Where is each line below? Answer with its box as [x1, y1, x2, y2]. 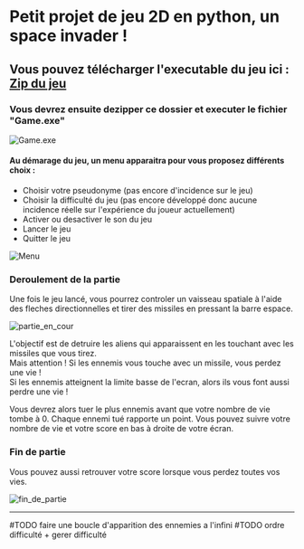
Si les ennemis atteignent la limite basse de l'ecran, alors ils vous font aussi [9, 377, 290, 388]
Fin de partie [9, 446, 66, 459]
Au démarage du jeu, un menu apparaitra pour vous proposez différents [9, 156, 285, 166]
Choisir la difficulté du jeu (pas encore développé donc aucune [22, 194, 258, 205]
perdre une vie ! [9, 386, 69, 397]
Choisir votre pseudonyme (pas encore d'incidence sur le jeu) [22, 185, 253, 196]
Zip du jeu [9, 75, 67, 91]
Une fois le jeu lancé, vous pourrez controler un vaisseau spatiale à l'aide [9, 294, 282, 305]
